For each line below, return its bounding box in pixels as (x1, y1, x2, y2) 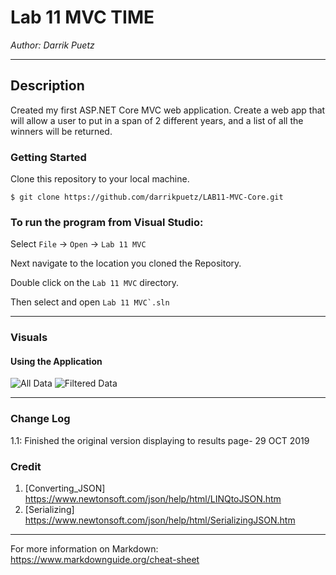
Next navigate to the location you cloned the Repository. (10, 257, 242, 270)
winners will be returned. (10, 125, 113, 137)
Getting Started (10, 150, 87, 164)
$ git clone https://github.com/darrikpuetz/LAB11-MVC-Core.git (10, 192, 284, 203)
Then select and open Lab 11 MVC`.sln (10, 296, 170, 308)
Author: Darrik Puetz (10, 39, 95, 51)
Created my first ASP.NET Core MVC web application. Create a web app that (10, 104, 326, 116)
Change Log (10, 412, 71, 426)
